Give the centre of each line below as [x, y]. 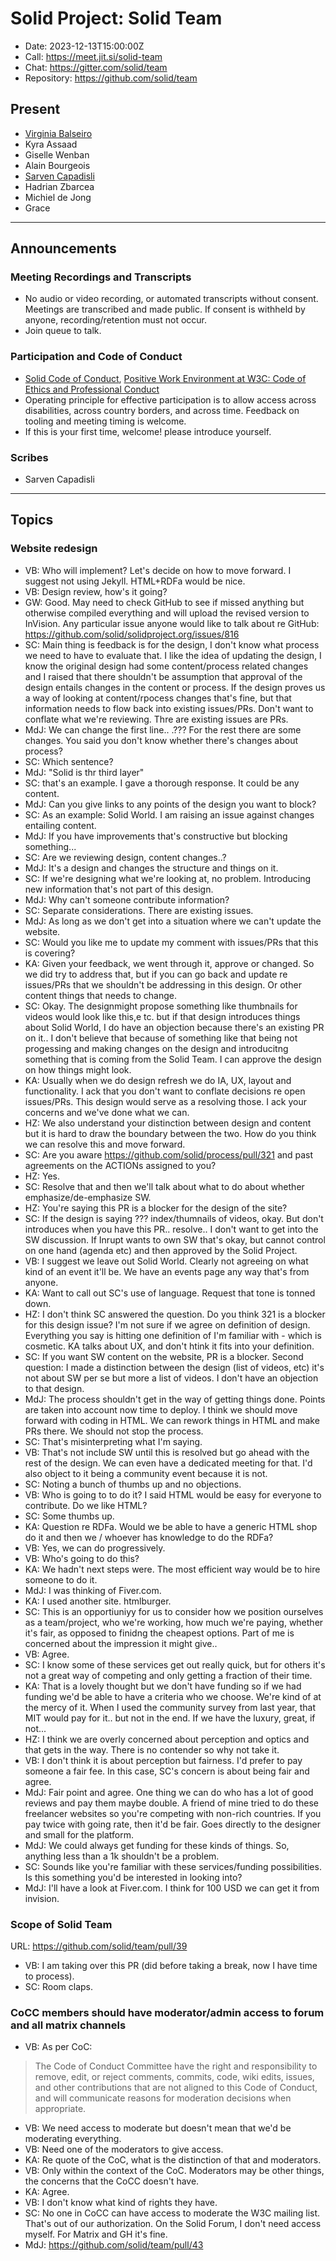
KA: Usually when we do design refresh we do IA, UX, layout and [158, 1080]
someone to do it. [61, 1579]
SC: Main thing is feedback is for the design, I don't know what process [172, 644]
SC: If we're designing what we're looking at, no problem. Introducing [168, 878]
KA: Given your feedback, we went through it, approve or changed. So [169, 963]
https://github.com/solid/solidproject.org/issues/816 [132, 634]
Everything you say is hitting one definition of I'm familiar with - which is [173, 1335]
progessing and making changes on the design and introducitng [156, 1048]
